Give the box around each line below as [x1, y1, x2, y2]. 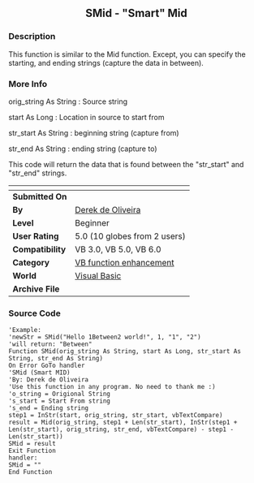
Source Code [8, 308, 61, 319]
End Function [8, 468, 53, 477]
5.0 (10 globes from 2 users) [75, 231, 187, 242]
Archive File [12, 283, 60, 295]
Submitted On [12, 191, 67, 202]
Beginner [75, 217, 110, 228]
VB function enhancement [75, 257, 174, 268]
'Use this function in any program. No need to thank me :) [8, 383, 217, 391]
